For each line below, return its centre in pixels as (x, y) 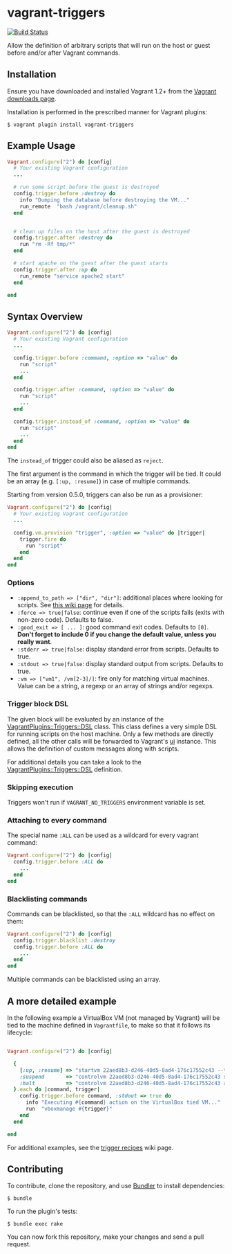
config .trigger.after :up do (55, 269)
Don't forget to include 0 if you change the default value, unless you (117, 634)
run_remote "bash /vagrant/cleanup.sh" (78, 206)
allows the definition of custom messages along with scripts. (93, 749)
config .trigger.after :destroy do (63, 238)
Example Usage (41, 146)
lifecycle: (20, 1032)
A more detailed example (62, 1001)
